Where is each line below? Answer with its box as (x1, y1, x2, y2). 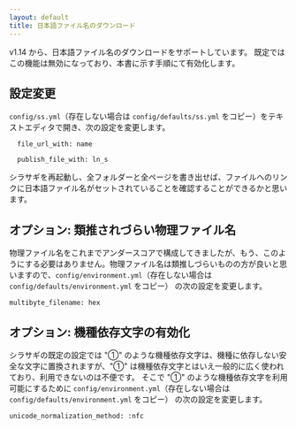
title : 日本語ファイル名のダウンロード (9, 21, 136, 30)
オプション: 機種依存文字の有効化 (9, 325, 190, 340)
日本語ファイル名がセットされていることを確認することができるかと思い (24, 183, 288, 194)
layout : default (9, 12, 69, 22)
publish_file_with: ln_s (17, 156, 109, 165)
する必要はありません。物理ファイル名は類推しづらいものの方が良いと (25, 258, 280, 270)
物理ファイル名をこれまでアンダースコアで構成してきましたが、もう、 (9, 248, 263, 258)
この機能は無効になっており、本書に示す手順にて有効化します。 (9, 57, 240, 68)
